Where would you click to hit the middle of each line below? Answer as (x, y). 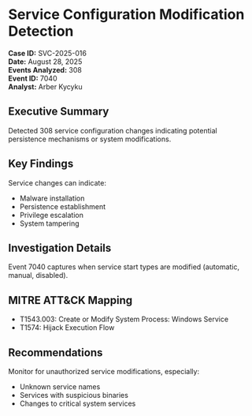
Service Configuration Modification (126, 15)
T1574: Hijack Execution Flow (67, 328)
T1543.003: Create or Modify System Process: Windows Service (124, 319)
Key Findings (41, 164)
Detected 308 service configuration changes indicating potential (113, 130)
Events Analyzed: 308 (45, 69)
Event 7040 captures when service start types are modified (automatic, (124, 267)
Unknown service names (60, 387)
